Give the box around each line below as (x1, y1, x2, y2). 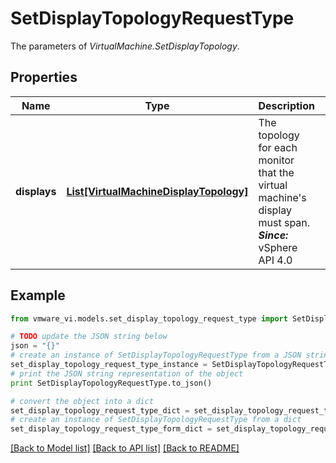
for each (258, 140, 298, 154)
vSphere (258, 240, 298, 254)
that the (258, 165, 295, 179)
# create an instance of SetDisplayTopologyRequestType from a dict (10, 415, 302, 425)
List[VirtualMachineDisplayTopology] (66, 184, 249, 198)
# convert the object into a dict (10, 396, 155, 406)
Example (10, 287, 66, 304)
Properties (10, 69, 78, 86)
